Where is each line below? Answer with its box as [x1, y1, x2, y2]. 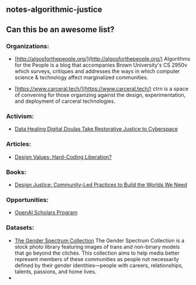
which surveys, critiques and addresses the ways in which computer [14, 68, 180, 75]
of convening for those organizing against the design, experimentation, [14, 92, 186, 99]
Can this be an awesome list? [6, 25, 115, 34]
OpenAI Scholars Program [14, 209, 78, 216]
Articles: [6, 140, 32, 148]
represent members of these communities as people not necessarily [14, 255, 180, 262]
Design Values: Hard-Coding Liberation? [14, 153, 112, 160]
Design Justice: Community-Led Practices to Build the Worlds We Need [14, 181, 187, 188]
